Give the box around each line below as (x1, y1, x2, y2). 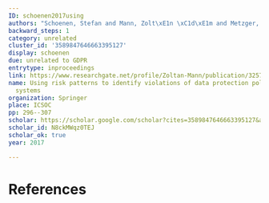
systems (15, 86, 42, 95)
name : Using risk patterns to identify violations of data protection (8, 79, 249, 87)
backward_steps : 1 (8, 26, 70, 35)
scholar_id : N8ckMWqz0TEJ (8, 124, 94, 132)
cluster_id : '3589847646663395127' (8, 42, 127, 50)
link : (8, 71, 26, 79)
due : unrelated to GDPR (8, 57, 88, 65)
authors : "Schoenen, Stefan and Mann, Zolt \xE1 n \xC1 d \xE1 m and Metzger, (8, 19, 260, 27)
